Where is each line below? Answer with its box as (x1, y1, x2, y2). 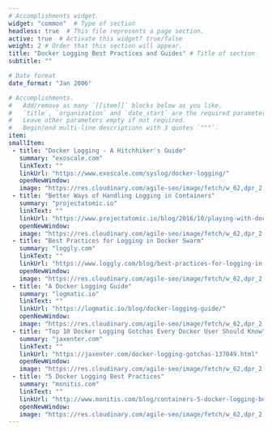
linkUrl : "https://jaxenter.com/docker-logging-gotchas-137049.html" (19, 350, 259, 358)
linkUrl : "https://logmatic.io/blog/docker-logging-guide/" (19, 305, 227, 313)
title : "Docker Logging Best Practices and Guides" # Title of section (8, 49, 255, 58)
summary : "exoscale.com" (19, 154, 104, 162)
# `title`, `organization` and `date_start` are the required (8, 109, 230, 117)
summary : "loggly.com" (19, 245, 96, 253)
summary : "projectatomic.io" (19, 199, 117, 207)
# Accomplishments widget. (8, 11, 100, 20)
